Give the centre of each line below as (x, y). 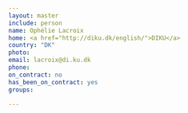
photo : (19, 53)
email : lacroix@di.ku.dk (50, 60)
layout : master (34, 16)
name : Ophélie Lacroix (46, 30)
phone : (19, 68)
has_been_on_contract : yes (53, 82)
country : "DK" (32, 45)
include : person (35, 23)
